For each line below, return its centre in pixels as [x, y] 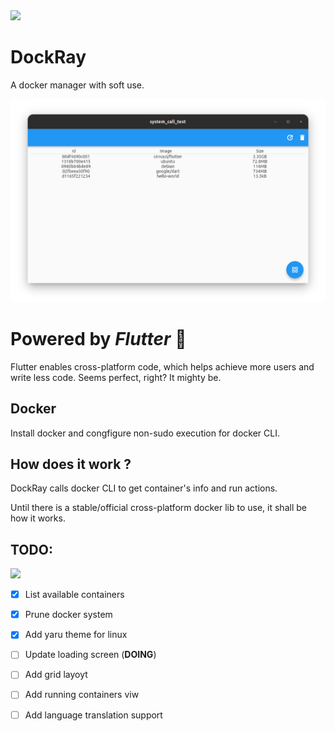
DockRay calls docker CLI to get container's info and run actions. [144, 488]
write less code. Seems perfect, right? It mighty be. [116, 377]
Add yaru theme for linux [76, 635]
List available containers [74, 595]
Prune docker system [68, 615]
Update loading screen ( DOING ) [90, 655]
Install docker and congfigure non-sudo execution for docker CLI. [145, 433]
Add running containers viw [82, 695]
